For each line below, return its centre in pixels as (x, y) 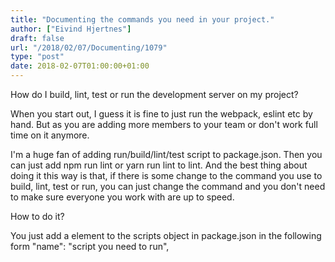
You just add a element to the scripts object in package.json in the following (166, 235)
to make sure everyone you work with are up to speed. (122, 197)
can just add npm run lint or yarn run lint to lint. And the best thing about (159, 165)
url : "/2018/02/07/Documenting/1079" (89, 47)
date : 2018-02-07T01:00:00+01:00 (80, 66)
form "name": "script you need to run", (90, 246)
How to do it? (37, 216)
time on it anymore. (50, 135)
